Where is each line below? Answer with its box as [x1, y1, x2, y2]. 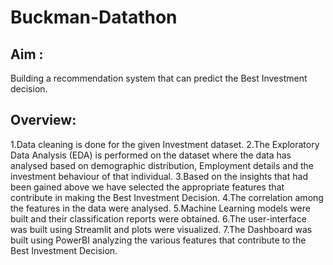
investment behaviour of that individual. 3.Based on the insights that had [10, 170, 308, 182]
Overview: [10, 112, 77, 129]
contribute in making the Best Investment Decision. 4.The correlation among [10, 191, 324, 203]
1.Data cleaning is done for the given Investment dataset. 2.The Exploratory [10, 138, 320, 150]
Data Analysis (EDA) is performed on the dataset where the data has [10, 149, 292, 161]
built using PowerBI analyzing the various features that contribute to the [10, 234, 307, 246]
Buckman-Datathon [10, 6, 178, 29]
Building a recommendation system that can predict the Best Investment [10, 72, 308, 84]
